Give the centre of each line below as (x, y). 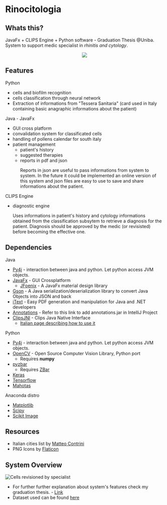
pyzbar (20, 364)
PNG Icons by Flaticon (35, 449)
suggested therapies (41, 155)
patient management (34, 144)
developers (24, 307)
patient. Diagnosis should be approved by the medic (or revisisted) (81, 226)
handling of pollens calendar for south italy (57, 139)
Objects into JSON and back (42, 296)
